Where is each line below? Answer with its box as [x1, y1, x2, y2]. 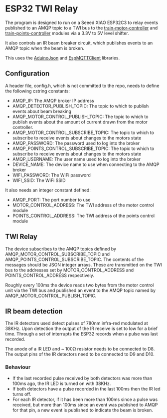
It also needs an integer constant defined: [5, 187, 91, 193]
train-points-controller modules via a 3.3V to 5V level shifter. [5, 30, 129, 36]
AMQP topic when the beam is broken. [5, 45, 85, 51]
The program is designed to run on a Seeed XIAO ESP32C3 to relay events [5, 19, 159, 25]
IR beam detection [5, 307, 63, 315]
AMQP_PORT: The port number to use [12, 196, 91, 202]
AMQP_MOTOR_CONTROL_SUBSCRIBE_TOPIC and [5, 251, 110, 257]
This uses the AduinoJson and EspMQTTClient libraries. [5, 54, 120, 60]
